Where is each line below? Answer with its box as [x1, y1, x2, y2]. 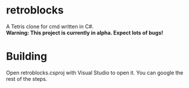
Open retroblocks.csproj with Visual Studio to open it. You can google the [6, 69, 184, 76]
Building [6, 50, 48, 63]
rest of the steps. [6, 75, 48, 82]
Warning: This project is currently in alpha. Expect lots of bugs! [6, 29, 163, 36]
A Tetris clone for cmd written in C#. [6, 23, 94, 30]
